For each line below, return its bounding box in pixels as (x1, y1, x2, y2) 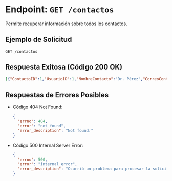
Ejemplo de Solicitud (5, 35, 72, 44)
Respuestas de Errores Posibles (5, 90, 109, 99)
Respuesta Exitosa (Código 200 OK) (5, 63, 123, 72)
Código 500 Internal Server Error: (12, 142, 83, 148)
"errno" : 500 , (17, 157, 48, 162)
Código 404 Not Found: (12, 104, 63, 110)
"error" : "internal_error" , (17, 162, 78, 167)
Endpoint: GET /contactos (5, 4, 114, 15)
